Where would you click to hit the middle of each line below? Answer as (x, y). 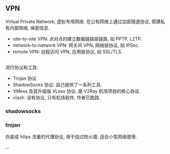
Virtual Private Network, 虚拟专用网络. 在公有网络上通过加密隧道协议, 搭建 (83, 21)
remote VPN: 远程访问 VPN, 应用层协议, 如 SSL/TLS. (68, 51)
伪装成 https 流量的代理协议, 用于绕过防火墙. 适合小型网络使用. (71, 137)
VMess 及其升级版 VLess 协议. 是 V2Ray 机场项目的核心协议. (77, 91)
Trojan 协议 (25, 79)
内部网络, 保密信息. (30, 28)
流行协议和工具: (22, 68)
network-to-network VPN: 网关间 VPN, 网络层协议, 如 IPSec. (76, 45)
